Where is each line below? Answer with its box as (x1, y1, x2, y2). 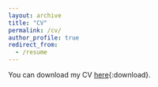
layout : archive (8, 11, 62, 20)
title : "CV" (8, 19, 47, 27)
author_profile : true (8, 33, 80, 42)
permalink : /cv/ (8, 26, 62, 34)
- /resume (15, 48, 47, 56)
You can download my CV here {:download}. (8, 70, 152, 79)
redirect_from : (8, 41, 58, 49)
